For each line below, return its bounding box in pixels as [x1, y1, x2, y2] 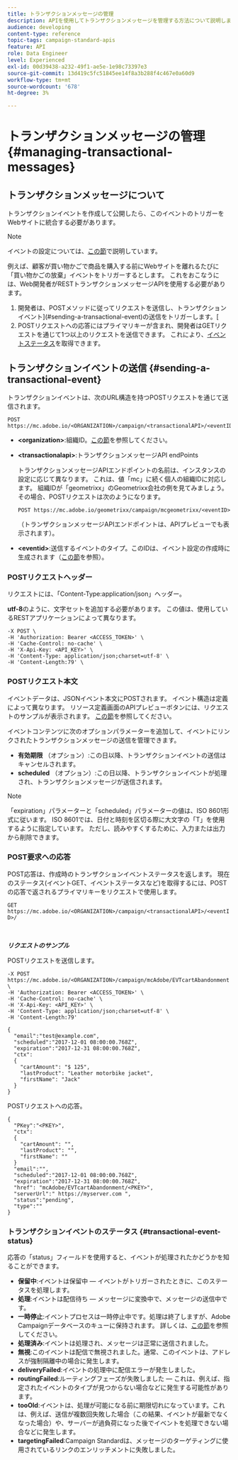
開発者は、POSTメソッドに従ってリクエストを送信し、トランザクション [17, 304, 227, 312]
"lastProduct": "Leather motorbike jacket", [20, 1069, 154, 1077]
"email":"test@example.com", [13, 1032, 100, 1039]
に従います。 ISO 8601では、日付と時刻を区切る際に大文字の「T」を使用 [13, 815, 225, 824]
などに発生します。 [23, 1427, 80, 1437]
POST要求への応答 [7, 852, 71, 862]
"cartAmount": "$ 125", [20, 1063, 91, 1071]
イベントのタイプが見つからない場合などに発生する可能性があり [42, 1383, 229, 1392]
